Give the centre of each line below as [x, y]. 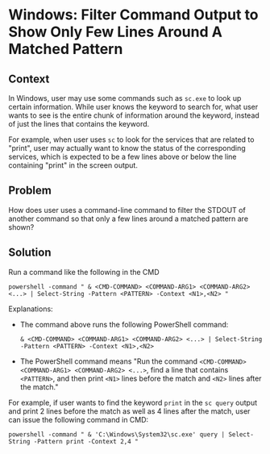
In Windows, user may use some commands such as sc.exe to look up [125, 98]
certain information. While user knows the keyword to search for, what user [133, 107]
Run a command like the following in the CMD [84, 272]
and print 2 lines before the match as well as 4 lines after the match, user [129, 411]
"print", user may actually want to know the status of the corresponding [127, 148]
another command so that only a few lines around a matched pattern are [128, 219]
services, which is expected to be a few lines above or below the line [123, 156]
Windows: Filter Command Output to [134, 15]
